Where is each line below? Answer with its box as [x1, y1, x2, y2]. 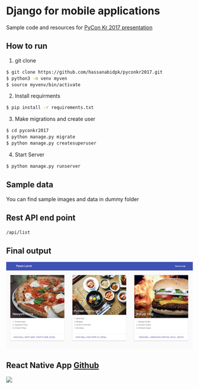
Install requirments [14, 92, 60, 99]
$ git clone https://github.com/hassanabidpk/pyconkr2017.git [6, 69, 163, 75]
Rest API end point [6, 212, 76, 222]
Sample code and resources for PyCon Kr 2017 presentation [6, 24, 153, 31]
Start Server [14, 150, 44, 158]
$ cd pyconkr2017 [6, 128, 49, 134]
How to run [6, 41, 48, 51]
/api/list [6, 230, 31, 236]
